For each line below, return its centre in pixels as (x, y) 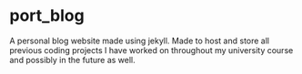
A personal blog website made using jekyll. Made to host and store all (140, 41)
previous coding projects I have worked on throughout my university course (151, 50)
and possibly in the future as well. (72, 60)
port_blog (47, 16)
